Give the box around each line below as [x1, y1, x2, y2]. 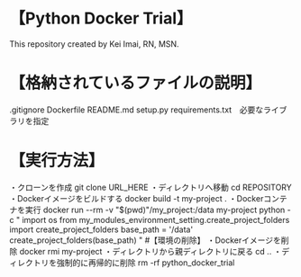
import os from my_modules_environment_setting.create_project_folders [22, 214, 290, 225]
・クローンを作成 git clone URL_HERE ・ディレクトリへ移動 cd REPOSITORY [9, 182, 293, 192]
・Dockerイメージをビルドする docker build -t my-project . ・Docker [9, 192, 264, 203]
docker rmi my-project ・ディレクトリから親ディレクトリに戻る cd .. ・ [19, 246, 282, 256]
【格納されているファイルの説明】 [9, 73, 262, 94]
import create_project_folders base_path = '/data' [9, 224, 194, 235]
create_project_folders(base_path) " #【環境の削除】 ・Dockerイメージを [9, 235, 281, 246]
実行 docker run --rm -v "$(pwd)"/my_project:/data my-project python [24, 204, 286, 215]
